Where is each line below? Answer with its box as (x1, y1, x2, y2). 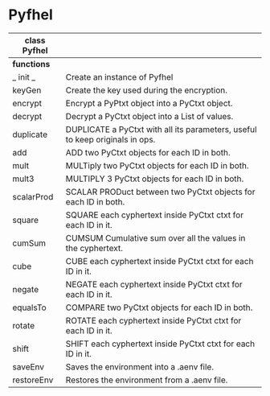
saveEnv (12, 361, 45, 372)
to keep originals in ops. (65, 134, 156, 145)
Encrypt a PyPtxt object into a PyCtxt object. (65, 97, 233, 109)
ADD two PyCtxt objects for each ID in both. (65, 146, 231, 158)
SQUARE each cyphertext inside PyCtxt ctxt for (65, 209, 243, 221)
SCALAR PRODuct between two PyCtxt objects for (65, 186, 256, 197)
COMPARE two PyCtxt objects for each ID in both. (65, 302, 253, 313)
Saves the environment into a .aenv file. (65, 361, 215, 372)
